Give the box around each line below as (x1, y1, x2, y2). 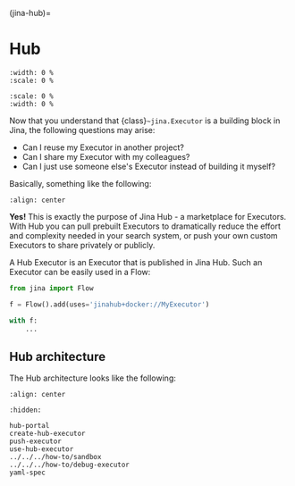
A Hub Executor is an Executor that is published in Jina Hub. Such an (9, 256, 263, 267)
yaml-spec (9, 468, 46, 477)
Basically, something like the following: (9, 178, 152, 189)
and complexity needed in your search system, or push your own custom (9, 230, 279, 240)
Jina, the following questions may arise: (9, 124, 156, 135)
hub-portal (9, 422, 50, 431)
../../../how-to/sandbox (9, 453, 102, 462)
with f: (9, 316, 38, 325)
